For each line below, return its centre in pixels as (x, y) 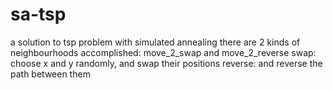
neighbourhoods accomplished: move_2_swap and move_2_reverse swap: (163, 52)
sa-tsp (38, 14)
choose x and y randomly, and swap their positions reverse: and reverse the (166, 63)
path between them (50, 74)
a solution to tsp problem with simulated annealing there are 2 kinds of (155, 42)
